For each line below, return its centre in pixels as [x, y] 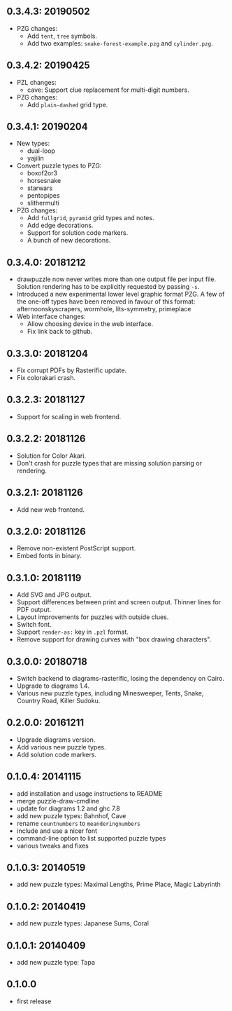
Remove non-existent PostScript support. [76, 548]
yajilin [36, 158]
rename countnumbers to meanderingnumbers [78, 823]
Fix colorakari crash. [46, 378]
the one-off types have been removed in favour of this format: [106, 301]
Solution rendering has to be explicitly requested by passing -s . [108, 287]
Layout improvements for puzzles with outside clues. [93, 617]
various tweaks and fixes [52, 846]
